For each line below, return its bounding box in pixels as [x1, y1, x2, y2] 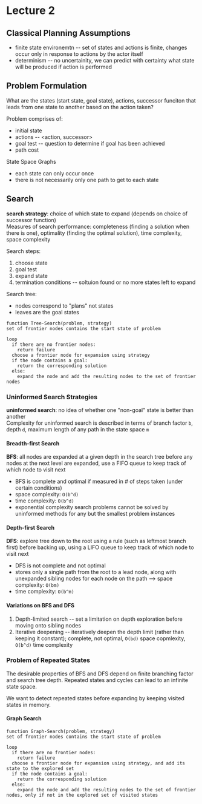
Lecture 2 [6, 4, 56, 18]
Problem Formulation [6, 81, 87, 91]
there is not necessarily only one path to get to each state [15, 176, 159, 183]
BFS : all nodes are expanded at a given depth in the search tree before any [6, 453, 193, 461]
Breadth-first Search [6, 439, 60, 447]
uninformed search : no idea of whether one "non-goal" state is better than [6, 406, 194, 413]
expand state [15, 272, 48, 279]
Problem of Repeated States [6, 656, 91, 664]
